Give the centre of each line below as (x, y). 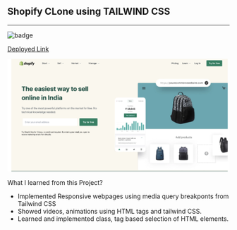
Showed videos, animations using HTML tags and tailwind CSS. (110, 211)
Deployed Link (28, 49)
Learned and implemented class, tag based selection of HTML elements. (123, 219)
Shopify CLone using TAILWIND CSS (89, 12)
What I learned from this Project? (55, 182)
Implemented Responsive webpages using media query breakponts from (123, 196)
